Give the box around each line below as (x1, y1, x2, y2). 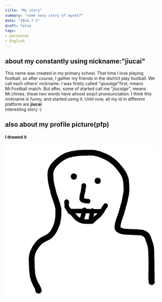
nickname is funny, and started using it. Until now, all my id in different (5, 96, 145, 102)
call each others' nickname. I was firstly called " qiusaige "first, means (5, 80, 144, 86)
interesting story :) (5, 106, 42, 112)
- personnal (5, 34, 29, 38)
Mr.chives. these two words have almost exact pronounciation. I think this (5, 90, 152, 97)
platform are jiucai (5, 101, 42, 107)
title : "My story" (5, 8, 42, 13)
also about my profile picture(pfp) (5, 121, 109, 129)
